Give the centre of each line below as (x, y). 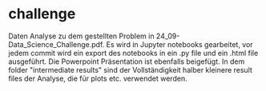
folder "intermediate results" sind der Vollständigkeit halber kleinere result (130, 69)
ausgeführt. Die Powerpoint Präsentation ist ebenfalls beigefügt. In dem (127, 61)
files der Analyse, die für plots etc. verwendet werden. (98, 78)
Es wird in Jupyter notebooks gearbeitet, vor (180, 44)
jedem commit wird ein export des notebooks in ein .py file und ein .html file (133, 53)
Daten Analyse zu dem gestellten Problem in (81, 36)
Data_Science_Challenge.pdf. (56, 44)
